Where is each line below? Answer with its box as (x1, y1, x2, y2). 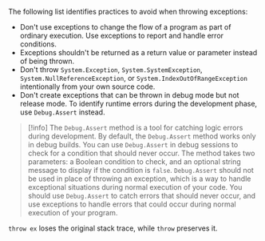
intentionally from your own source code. (19, 82, 156, 91)
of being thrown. (19, 56, 75, 66)
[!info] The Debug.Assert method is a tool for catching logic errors (27, 123, 243, 132)
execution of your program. (27, 208, 118, 217)
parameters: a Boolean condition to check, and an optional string (27, 157, 241, 167)
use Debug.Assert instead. (19, 107, 105, 117)
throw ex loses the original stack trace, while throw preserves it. (8, 223, 218, 233)
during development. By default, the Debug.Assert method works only (27, 131, 257, 141)
